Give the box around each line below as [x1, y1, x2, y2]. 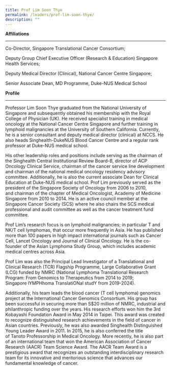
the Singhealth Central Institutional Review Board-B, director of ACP [5, 158, 148, 164]
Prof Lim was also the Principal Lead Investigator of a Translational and [5, 259, 154, 265]
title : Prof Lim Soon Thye [5, 7, 63, 13]
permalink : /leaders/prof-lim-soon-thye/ [5, 12, 95, 17]
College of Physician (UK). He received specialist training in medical [5, 115, 148, 122]
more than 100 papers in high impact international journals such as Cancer [5, 232, 161, 239]
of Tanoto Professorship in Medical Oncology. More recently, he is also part [5, 333, 164, 339]
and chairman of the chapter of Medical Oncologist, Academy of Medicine [5, 190, 161, 196]
